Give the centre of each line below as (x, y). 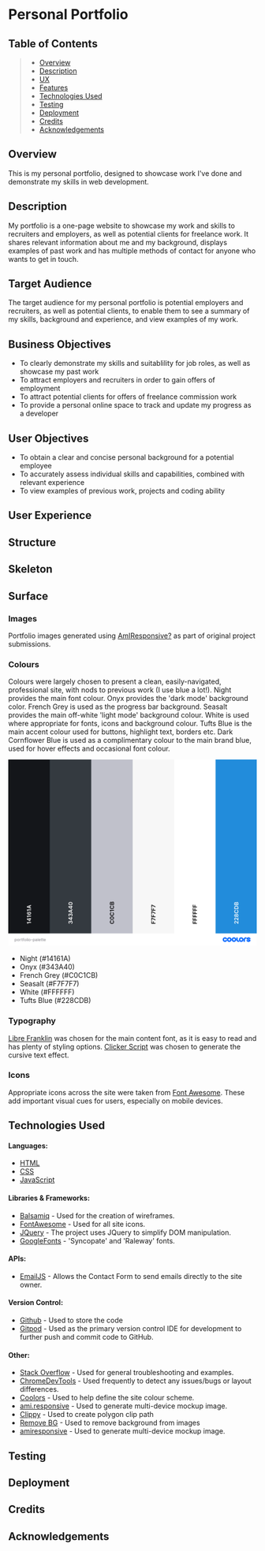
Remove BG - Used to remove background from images (110, 1423)
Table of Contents (53, 44)
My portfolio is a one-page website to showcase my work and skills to (121, 226)
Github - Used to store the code (71, 1320)
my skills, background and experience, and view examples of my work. (123, 319)
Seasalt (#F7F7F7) (49, 984)
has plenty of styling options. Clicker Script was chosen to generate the (125, 1046)
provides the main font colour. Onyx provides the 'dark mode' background (128, 699)
